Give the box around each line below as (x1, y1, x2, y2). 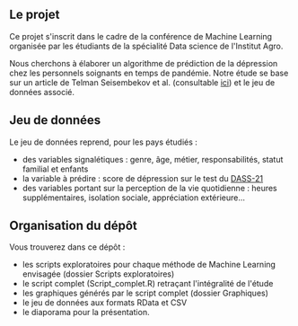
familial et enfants (22, 163, 89, 174)
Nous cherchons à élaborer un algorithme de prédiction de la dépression (9, 57, 278, 68)
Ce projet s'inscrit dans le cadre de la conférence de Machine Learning (9, 31, 272, 41)
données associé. (9, 86, 74, 97)
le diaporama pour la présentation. (22, 307, 150, 318)
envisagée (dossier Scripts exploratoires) (22, 269, 175, 279)
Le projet (9, 7, 60, 22)
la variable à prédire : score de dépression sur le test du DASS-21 (22, 172, 264, 183)
